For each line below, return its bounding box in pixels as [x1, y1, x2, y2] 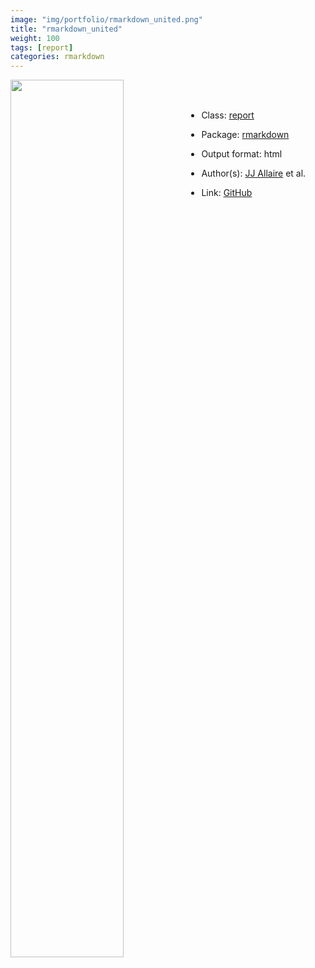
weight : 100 [10, 33, 60, 43]
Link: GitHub [201, 187, 253, 199]
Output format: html [201, 148, 283, 160]
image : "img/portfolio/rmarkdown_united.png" [10, 14, 203, 25]
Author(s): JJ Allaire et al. [201, 167, 307, 180]
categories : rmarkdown [10, 52, 105, 62]
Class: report [201, 109, 255, 121]
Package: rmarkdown [201, 129, 290, 141]
